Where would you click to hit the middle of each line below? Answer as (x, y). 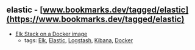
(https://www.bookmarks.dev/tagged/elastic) (95, 20)
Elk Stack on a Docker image (51, 34)
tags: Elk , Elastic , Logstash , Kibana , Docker (79, 40)
